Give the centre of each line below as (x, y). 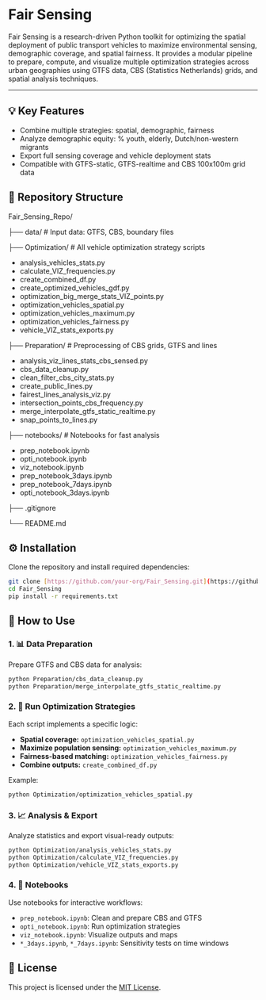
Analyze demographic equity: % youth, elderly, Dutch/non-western (129, 138)
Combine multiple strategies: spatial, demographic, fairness (117, 130)
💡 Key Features (46, 111)
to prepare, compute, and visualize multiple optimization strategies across (129, 62)
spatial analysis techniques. (53, 79)
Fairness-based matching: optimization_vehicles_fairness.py (123, 756)
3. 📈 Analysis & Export (53, 815)
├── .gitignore (32, 508)
